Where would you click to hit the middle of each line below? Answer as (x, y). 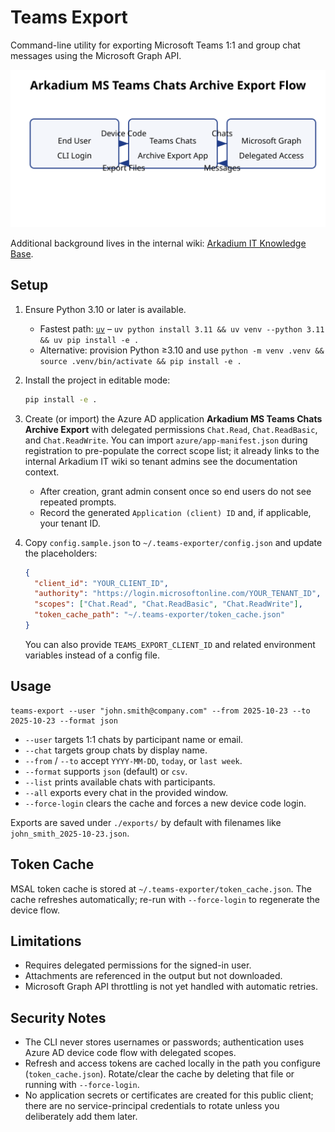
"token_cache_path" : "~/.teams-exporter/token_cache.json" (160, 615)
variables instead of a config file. (92, 655)
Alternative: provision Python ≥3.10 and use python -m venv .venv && (182, 350)
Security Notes (58, 1017)
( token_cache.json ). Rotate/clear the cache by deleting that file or (159, 1074)
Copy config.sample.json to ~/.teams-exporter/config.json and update (173, 542)
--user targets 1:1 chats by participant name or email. (134, 739)
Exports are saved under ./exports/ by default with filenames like (146, 822)
